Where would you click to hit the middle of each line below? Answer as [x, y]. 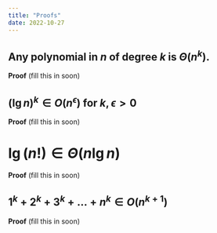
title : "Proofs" [34, 15]
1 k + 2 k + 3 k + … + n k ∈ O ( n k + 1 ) [88, 201]
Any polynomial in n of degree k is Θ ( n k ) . [109, 56]
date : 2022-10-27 [36, 23]
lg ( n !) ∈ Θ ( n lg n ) [64, 153]
